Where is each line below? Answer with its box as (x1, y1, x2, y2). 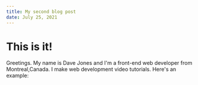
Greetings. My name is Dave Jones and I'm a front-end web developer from (6, 59, 193, 67)
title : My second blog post (6, 8, 77, 15)
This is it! (6, 40, 53, 53)
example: (6, 72, 29, 79)
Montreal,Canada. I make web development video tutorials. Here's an (6, 66, 176, 73)
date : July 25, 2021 (6, 14, 58, 20)
